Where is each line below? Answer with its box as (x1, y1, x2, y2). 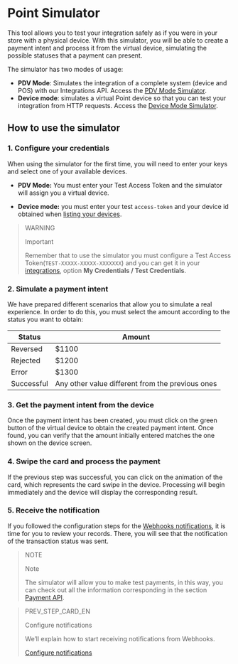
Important (24, 237, 54, 246)
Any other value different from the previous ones (55, 378, 217, 388)
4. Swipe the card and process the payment (7, 456, 161, 466)
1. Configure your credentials (7, 144, 110, 154)
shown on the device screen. (7, 439, 92, 447)
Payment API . (24, 593, 65, 601)
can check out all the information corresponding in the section (24, 585, 207, 594)
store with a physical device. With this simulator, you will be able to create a (7, 36, 229, 44)
